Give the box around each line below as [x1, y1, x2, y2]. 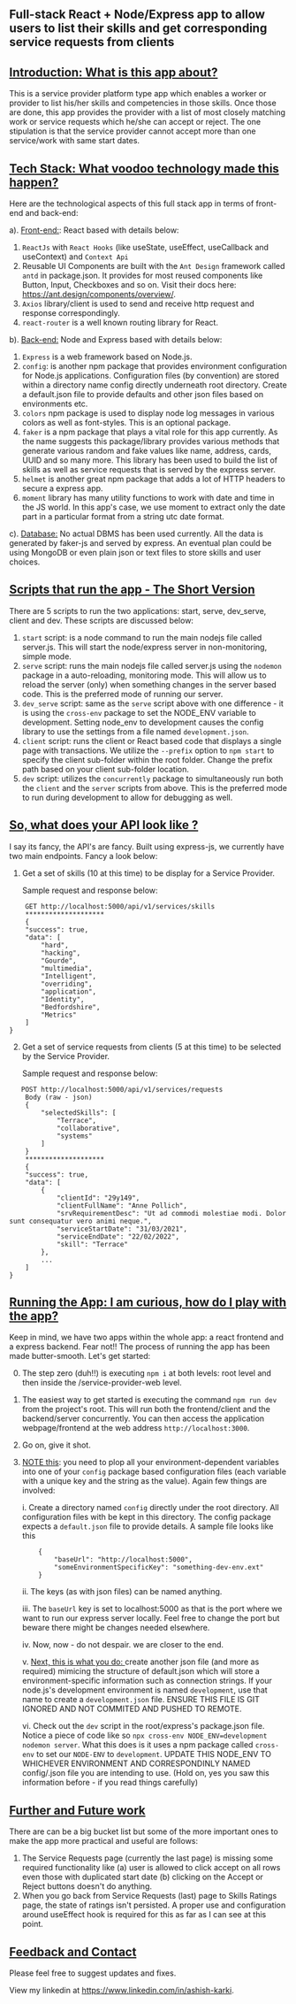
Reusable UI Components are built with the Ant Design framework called [21, 261, 285, 272]
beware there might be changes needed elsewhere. [21, 1623, 210, 1633]
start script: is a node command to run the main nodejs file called [21, 632, 262, 642]
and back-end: [25, 208, 79, 219]
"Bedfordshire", [41, 1002, 101, 1011]
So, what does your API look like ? [9, 818, 199, 833]
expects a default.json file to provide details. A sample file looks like [21, 1521, 274, 1532]
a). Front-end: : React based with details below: [9, 225, 179, 235]
